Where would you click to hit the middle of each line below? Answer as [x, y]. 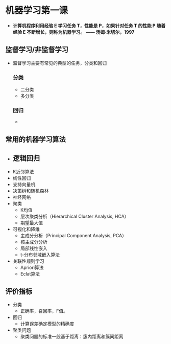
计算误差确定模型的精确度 [47, 324]
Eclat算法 [30, 273]
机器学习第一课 [37, 10]
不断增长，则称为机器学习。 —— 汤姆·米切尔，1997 [80, 32]
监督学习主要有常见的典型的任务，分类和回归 [60, 63]
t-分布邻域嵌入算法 [40, 255]
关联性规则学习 [28, 261]
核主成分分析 [34, 242]
